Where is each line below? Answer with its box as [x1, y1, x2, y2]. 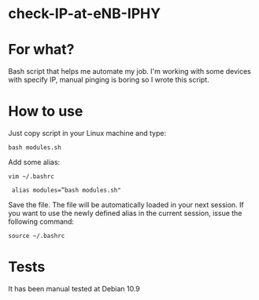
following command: [8, 217, 75, 226]
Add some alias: [8, 158, 61, 167]
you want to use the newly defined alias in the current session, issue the [8, 209, 242, 218]
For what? [8, 41, 75, 59]
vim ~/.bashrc [8, 173, 55, 181]
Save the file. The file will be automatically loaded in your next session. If [8, 200, 244, 210]
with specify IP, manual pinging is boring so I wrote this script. [8, 75, 210, 85]
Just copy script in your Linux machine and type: [8, 129, 167, 138]
